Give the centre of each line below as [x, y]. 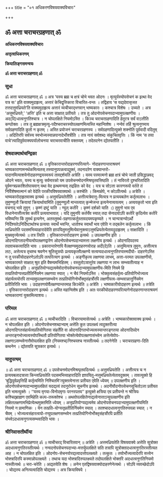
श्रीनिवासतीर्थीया [19, 432]
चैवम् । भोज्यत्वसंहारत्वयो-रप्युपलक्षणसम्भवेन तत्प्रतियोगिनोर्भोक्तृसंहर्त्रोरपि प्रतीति [64, 414]
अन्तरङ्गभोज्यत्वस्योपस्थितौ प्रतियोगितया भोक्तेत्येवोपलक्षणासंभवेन [54, 335]
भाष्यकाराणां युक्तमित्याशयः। [26, 295]
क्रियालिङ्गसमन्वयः [19, 64]
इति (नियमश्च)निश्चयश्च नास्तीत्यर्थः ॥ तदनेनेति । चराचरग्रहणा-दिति [97, 341]
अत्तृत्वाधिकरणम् [17, 54]
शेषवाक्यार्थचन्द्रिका [21, 154]
